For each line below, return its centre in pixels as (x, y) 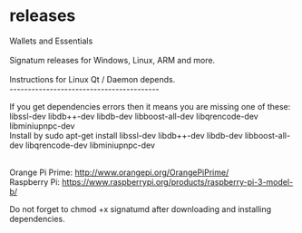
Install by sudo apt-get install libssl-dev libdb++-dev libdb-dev (126, 135)
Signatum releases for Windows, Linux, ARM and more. (112, 60)
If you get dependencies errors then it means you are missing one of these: (150, 106)
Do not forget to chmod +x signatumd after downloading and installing (141, 209)
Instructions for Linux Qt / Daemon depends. (93, 79)
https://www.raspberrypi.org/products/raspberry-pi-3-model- (178, 181)
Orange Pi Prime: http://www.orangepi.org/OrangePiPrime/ (119, 172)
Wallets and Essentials (51, 41)
